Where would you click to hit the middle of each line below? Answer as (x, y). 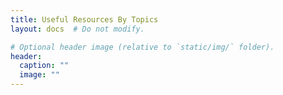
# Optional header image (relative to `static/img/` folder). (142, 47)
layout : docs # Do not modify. (77, 29)
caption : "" (44, 66)
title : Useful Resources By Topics (84, 19)
